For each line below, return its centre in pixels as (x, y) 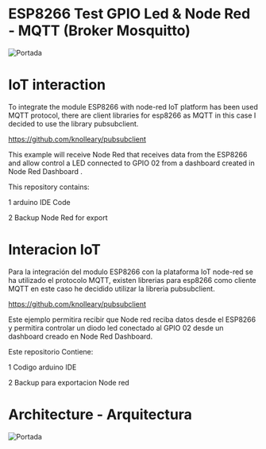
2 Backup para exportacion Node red (69, 382)
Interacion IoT (55, 250)
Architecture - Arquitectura (100, 415)
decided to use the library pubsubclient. (73, 123)
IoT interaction (57, 85)
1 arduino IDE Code (39, 202)
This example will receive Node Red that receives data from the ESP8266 (128, 154)
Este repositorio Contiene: (51, 351)
